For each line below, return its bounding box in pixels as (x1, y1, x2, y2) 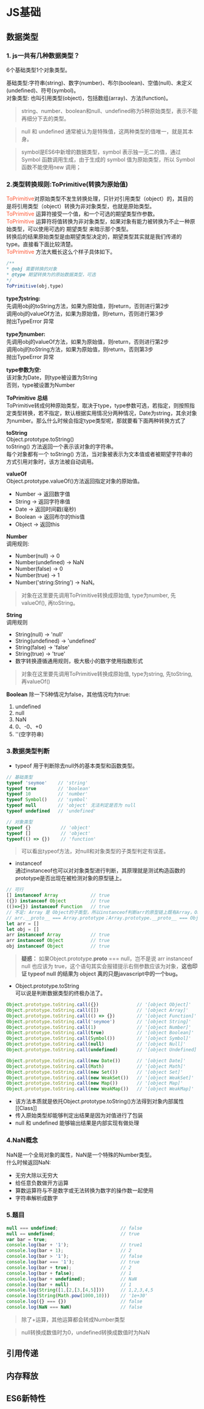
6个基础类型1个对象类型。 (6, 66, 71, 73)
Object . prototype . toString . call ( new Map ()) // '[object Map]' (6, 1080, 183, 1087)
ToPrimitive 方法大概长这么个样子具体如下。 (6, 248, 116, 256)
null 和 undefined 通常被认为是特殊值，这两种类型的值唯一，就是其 (21, 128, 188, 135)
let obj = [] (6, 926, 39, 932)
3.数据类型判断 (6, 747, 50, 756)
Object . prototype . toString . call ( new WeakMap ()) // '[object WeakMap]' (6, 1086, 194, 1092)
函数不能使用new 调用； (21, 163, 82, 171)
